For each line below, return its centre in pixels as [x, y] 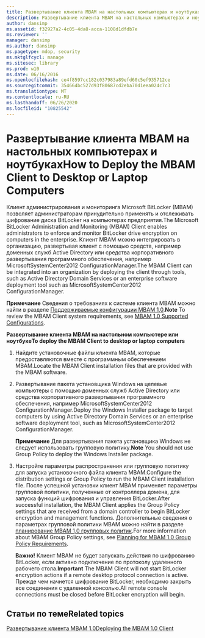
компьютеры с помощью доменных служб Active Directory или [97, 390]
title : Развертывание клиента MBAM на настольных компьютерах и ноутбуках [103, 12]
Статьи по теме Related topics [65, 614]
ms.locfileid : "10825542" [39, 108]
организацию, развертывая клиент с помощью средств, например [94, 246]
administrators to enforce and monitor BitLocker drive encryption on [92, 233]
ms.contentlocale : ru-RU [38, 97]
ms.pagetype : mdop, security [43, 52]
